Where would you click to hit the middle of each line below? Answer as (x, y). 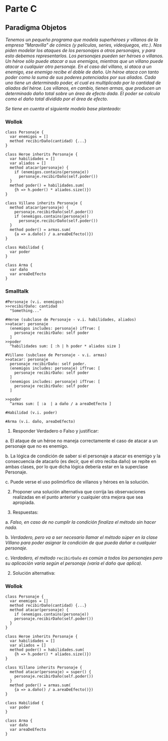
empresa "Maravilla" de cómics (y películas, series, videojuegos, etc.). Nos (84, 45)
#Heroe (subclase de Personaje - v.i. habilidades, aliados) (71, 320)
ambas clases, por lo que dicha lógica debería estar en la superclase (76, 466)
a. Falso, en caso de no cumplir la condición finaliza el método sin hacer (81, 522)
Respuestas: (25, 512)
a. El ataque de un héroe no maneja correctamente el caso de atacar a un (81, 441)
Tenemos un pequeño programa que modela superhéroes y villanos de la (82, 40)
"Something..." (26, 310)
